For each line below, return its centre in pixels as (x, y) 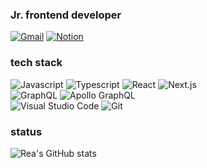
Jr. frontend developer (66, 15)
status (26, 131)
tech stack (36, 63)
